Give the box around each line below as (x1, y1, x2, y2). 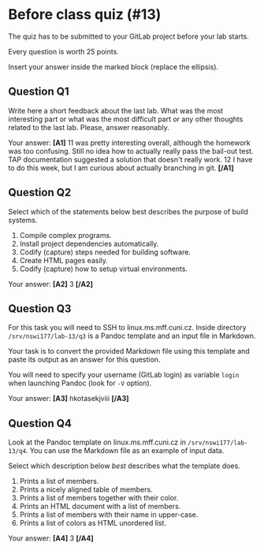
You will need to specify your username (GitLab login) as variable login (8, 370, 240, 380)
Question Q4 (8, 416, 73, 430)
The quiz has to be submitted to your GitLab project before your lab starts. (8, 32, 250, 41)
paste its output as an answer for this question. (8, 355, 161, 364)
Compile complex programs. (19, 230, 112, 240)
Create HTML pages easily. (19, 255, 109, 265)
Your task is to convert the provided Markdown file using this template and (8, 347, 250, 356)
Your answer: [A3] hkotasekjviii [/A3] (8, 394, 129, 403)
